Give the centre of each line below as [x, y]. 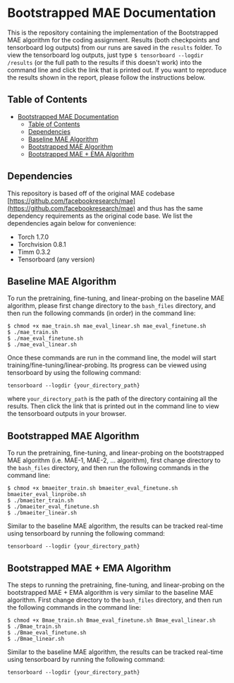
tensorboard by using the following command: [74, 373]
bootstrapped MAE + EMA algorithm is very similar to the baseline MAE [110, 592]
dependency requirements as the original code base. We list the [100, 216]
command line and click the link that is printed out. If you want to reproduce [117, 70]
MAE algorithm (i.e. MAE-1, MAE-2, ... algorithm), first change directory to [114, 460]
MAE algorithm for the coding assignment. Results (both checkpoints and [113, 39]
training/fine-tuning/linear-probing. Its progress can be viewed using [107, 365]
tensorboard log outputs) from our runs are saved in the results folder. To [115, 47]
